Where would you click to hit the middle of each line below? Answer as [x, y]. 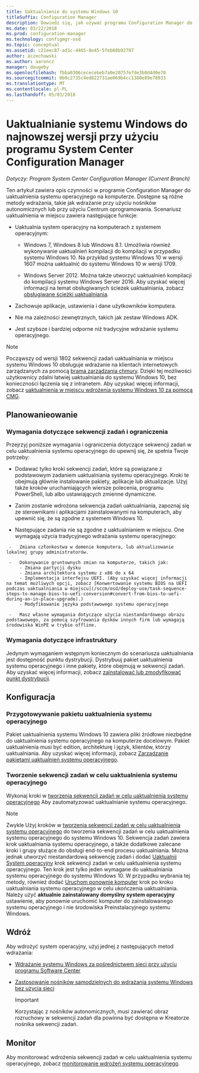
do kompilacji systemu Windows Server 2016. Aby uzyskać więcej [104, 281]
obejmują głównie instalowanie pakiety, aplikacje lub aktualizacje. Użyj [101, 481]
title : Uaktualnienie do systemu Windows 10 [62, 12]
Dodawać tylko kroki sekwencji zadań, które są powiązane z [88, 469]
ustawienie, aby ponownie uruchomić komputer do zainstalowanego [90, 901]
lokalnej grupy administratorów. [48, 552]
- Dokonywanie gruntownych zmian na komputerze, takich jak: [89, 563]
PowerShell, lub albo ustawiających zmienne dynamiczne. [86, 494]
